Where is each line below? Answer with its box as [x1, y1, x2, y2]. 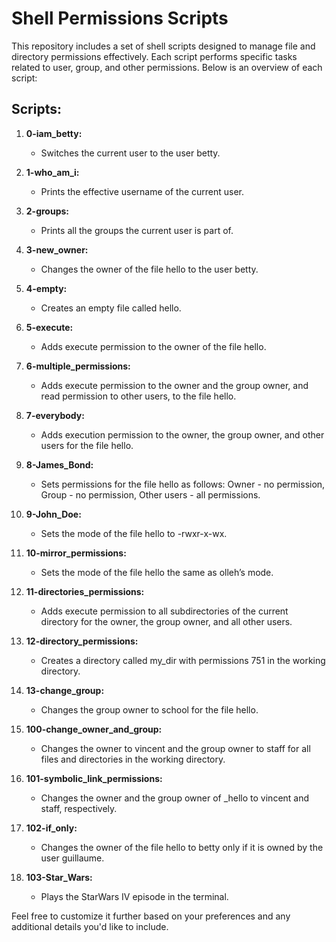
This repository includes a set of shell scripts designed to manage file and [11, 40, 316, 52]
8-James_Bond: [25, 458, 94, 471]
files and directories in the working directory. [40, 753, 226, 765]
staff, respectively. [40, 802, 118, 814]
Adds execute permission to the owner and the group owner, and [40, 379, 309, 391]
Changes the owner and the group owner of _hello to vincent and [40, 792, 310, 804]
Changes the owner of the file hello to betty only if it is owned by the [40, 841, 324, 853]
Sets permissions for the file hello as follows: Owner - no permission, [40, 478, 326, 490]
